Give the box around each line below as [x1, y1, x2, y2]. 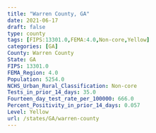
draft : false [7, 23, 46, 30]
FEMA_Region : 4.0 [7, 69, 59, 76]
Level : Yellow [7, 108, 49, 115]
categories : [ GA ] [7, 43, 59, 50]
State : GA [7, 56, 37, 63]
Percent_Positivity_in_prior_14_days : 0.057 [7, 102, 140, 109]
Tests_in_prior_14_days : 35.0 [7, 89, 97, 96]
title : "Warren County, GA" [7, 10, 90, 18]
